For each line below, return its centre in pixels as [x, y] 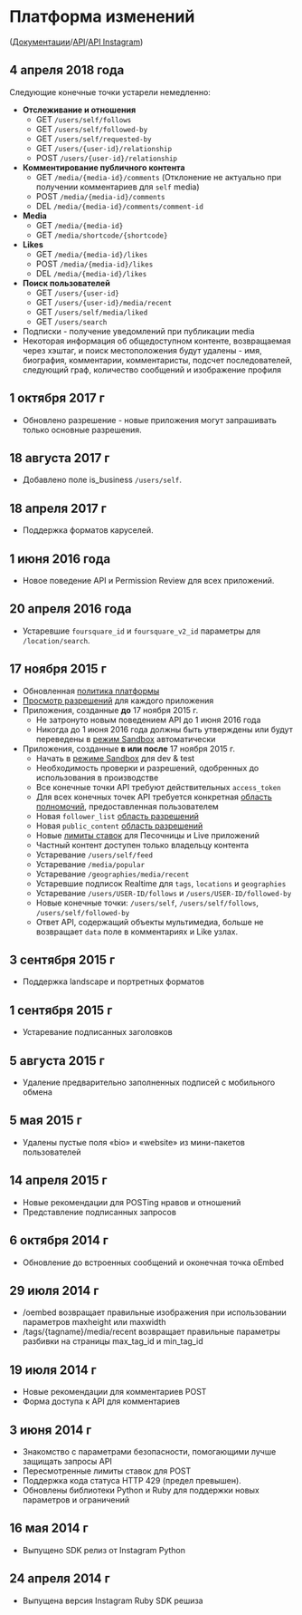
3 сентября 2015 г [62, 960]
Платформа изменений [102, 17]
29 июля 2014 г [54, 1290]
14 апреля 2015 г [58, 1180]
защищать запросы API [67, 1461]
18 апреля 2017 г [58, 508]
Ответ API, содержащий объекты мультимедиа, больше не [150, 922]
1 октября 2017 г [57, 398]
